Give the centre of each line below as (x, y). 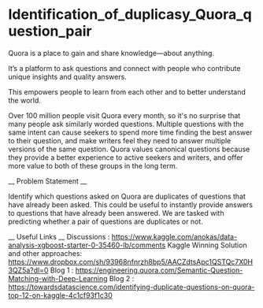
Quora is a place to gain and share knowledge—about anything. (111, 53)
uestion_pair (50, 31)
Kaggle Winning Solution (207, 245)
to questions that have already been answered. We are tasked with (116, 213)
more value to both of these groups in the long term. (93, 165)
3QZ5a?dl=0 (28, 270)
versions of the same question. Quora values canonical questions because (129, 149)
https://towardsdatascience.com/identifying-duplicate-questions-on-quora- (131, 287)
